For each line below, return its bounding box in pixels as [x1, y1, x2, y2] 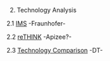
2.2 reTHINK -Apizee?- [6, 33, 72, 41]
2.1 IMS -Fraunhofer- [6, 19, 66, 27]
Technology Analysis [16, 6, 77, 14]
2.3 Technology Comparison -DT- [6, 46, 103, 54]
